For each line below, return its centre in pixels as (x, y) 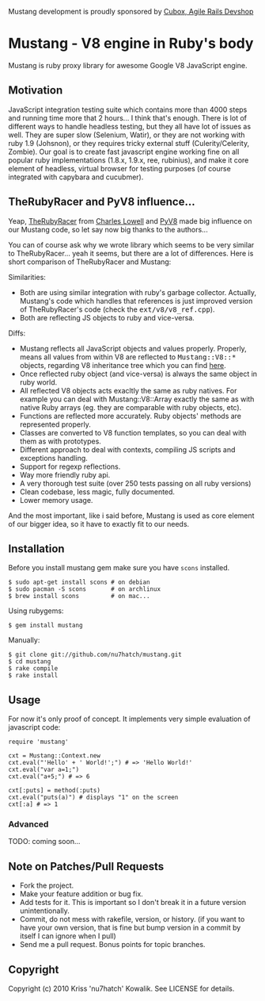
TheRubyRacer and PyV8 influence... (102, 202)
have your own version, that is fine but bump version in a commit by (130, 928)
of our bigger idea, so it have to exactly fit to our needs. (99, 524)
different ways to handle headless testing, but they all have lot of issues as (130, 126)
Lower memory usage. (56, 500)
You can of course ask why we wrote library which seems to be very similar (131, 244)
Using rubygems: (36, 611)
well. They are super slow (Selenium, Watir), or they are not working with (127, 135)
